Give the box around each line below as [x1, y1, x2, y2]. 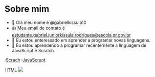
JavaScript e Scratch [11, 47, 54, 53]
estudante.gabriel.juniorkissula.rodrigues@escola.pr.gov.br [11, 32, 131, 38]
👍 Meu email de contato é [11, 25, 65, 31]
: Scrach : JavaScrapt [4, 57, 45, 63]
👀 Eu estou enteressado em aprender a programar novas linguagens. [11, 37, 151, 43]
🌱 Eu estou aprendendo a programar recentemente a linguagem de [11, 42, 147, 48]
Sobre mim [4, 3, 49, 15]
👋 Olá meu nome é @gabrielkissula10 [11, 19, 87, 25]
